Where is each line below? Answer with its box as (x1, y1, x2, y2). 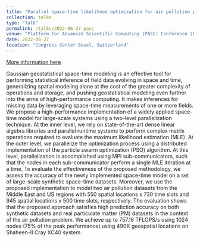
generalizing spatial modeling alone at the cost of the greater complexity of (6, 82, 190, 90)
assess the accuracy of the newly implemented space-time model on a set (6, 171, 189, 179)
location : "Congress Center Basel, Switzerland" (6, 42, 129, 48)
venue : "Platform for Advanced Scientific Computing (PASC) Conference (6, 31, 187, 37)
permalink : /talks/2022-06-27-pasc (6, 25, 95, 32)
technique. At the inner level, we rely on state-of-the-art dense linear (6, 121, 176, 128)
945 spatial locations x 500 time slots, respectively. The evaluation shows (6, 197, 187, 204)
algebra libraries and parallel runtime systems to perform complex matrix (6, 127, 185, 134)
